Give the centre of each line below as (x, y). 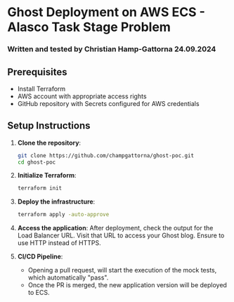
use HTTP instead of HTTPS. (59, 243)
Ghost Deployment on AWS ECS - (106, 12)
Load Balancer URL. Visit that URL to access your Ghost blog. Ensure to (121, 235)
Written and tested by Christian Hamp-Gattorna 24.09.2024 (112, 49)
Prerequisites (37, 72)
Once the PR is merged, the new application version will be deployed (127, 285)
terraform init (40, 188)
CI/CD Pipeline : (40, 256)
